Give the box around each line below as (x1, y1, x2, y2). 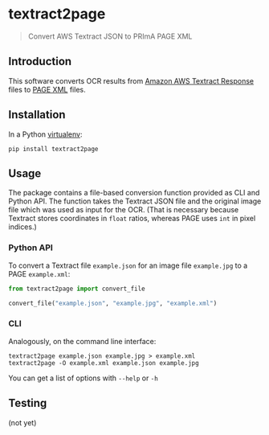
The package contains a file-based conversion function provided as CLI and (8, 188, 260, 198)
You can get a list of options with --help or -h (8, 373, 158, 383)
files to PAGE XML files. (8, 84, 86, 94)
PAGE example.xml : (8, 269, 71, 278)
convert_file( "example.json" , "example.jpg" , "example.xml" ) (8, 299, 218, 307)
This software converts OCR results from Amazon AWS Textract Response (8, 76, 255, 85)
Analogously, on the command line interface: (8, 336, 157, 346)
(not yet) (8, 417, 37, 427)
